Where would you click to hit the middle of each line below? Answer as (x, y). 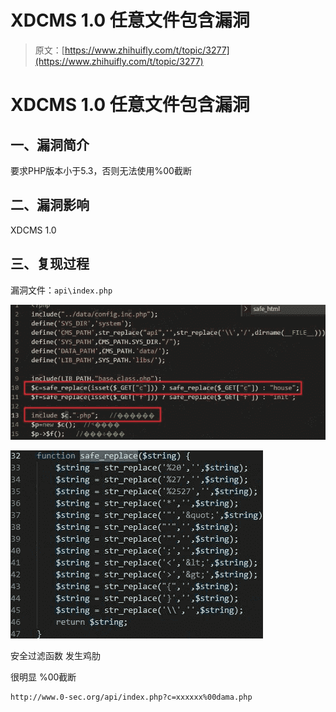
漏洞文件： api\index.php (61, 290)
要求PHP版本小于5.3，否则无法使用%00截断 (101, 170)
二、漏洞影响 (50, 205)
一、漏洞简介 (50, 144)
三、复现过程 (50, 264)
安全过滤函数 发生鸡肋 (55, 655)
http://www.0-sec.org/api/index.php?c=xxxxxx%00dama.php (131, 697)
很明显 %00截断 (43, 677)
